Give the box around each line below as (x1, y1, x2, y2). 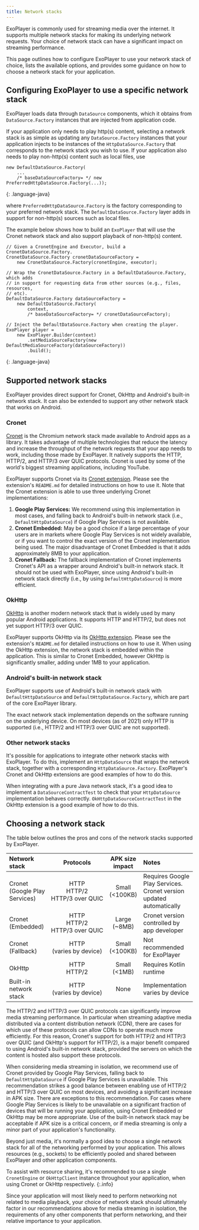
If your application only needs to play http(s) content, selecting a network (6, 128, 185, 135)
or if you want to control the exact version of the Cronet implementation (14, 537, 190, 544)
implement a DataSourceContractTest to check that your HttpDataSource (6, 789, 181, 796)
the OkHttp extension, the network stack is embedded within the (6, 646, 164, 653)
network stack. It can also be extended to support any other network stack (6, 398, 188, 405)
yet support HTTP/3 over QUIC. (6, 622, 83, 629)
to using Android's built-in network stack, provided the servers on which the (6, 1045, 192, 1053)
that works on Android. (6, 404, 62, 411)
